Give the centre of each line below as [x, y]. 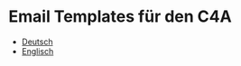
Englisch [37, 51]
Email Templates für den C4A [120, 17]
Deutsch [37, 42]
